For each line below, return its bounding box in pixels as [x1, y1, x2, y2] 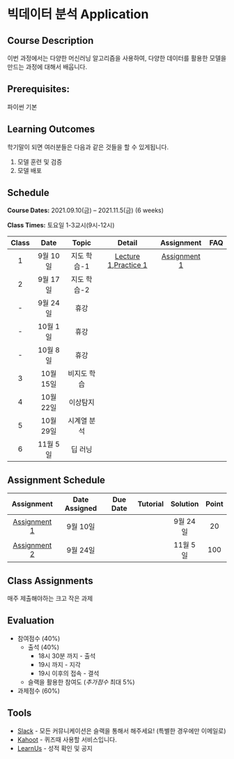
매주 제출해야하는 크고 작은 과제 [7, 594, 93, 603]
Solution [170, 499, 199, 509]
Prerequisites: [7, 83, 70, 95]
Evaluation [7, 615, 54, 626]
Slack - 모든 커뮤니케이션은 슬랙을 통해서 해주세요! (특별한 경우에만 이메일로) [17, 726, 226, 735]
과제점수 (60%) [17, 686, 61, 695]
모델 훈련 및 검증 [17, 158, 63, 166]
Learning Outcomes [7, 123, 95, 135]
